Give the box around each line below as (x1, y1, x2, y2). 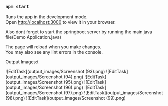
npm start (5, 4, 29, 9)
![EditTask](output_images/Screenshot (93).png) (5, 69, 105, 75)
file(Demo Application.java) (5, 34, 62, 40)
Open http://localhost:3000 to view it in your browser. (5, 19, 116, 25)
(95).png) (63, 79, 84, 85)
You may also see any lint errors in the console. (5, 49, 103, 55)
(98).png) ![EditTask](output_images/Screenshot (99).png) (5, 95, 126, 101)
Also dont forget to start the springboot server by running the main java (5, 29, 152, 35)
